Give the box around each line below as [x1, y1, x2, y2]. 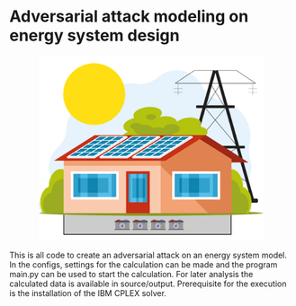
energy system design [9, 25, 180, 46]
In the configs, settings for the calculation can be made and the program [9, 259, 278, 270]
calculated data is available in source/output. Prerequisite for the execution [9, 278, 287, 289]
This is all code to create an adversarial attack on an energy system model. [9, 249, 288, 261]
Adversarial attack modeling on [9, 6, 249, 27]
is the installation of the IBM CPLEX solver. [9, 288, 166, 299]
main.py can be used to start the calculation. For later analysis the [9, 269, 254, 280]
